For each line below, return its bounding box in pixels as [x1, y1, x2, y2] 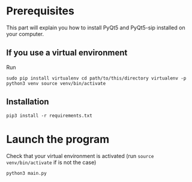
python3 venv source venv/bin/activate [6, 80, 106, 86]
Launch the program [6, 132, 110, 146]
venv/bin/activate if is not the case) [6, 159, 97, 166]
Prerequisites [6, 4, 75, 18]
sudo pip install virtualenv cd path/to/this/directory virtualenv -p [6, 75, 187, 81]
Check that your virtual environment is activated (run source [6, 152, 154, 159]
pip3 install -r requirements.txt [6, 113, 93, 119]
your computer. [6, 30, 44, 37]
